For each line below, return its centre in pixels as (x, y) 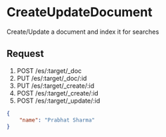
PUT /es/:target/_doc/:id (52, 78)
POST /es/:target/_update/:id (58, 100)
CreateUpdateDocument (79, 12)
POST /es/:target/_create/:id (58, 93)
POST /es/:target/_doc (49, 70)
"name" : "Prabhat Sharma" (57, 120)
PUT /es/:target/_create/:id (55, 86)
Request (25, 54)
